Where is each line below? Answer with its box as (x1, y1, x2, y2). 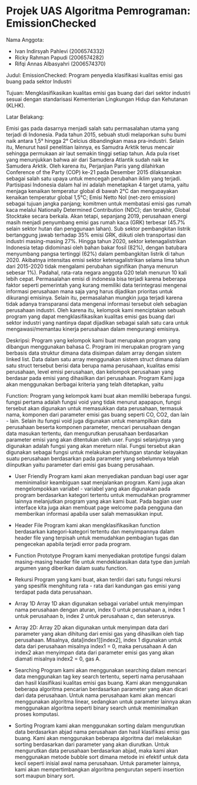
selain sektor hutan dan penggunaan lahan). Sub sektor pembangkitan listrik (6, 225, 191, 232)
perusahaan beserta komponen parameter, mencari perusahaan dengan (6, 423, 181, 430)
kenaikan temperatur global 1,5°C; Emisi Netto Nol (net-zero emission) (6, 194, 176, 201)
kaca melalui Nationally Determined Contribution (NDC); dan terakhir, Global (6, 206, 190, 213)
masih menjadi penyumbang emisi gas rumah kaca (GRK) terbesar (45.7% (6, 218, 186, 225)
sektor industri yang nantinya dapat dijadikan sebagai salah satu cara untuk (6, 319, 189, 326)
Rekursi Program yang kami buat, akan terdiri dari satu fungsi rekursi (14, 575, 181, 583)
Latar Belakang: (6, 113, 44, 120)
